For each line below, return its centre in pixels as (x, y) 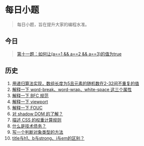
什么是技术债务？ (29, 126)
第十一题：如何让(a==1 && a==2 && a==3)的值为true (69, 54)
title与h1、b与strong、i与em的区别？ (48, 138)
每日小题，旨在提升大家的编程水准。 (53, 24)
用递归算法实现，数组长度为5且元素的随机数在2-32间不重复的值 (76, 83)
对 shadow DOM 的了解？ (37, 114)
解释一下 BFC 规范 (30, 95)
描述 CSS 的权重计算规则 (37, 120)
